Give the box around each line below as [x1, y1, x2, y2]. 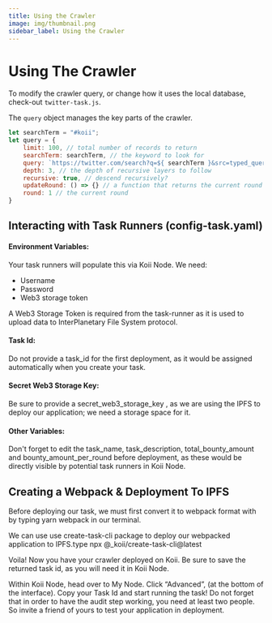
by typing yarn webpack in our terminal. [8, 515, 142, 525]
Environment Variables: [8, 242, 90, 251]
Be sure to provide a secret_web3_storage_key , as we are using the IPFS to [8, 399, 261, 409]
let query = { [8, 136, 57, 144]
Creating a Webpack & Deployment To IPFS [8, 484, 230, 499]
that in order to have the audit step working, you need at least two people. [8, 597, 255, 607]
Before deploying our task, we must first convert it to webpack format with [8, 506, 257, 516]
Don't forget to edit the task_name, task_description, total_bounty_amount [8, 444, 255, 454]
